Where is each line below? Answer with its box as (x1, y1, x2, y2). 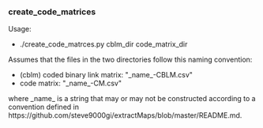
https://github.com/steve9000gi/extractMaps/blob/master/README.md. (8, 111, 242, 120)
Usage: (8, 24, 32, 34)
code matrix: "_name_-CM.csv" (19, 78, 122, 88)
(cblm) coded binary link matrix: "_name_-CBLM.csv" (19, 70, 193, 80)
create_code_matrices (8, 6, 96, 17)
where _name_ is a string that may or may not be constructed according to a (8, 94, 256, 104)
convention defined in (8, 102, 79, 112)
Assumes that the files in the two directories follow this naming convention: (8, 55, 253, 65)
